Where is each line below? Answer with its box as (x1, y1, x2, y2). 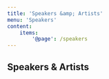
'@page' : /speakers (32, 36, 88, 43)
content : (7, 23, 32, 30)
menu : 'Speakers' (7, 16, 57, 23)
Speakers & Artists (7, 61, 90, 73)
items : (19, 29, 39, 36)
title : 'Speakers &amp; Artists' (7, 10, 103, 17)
